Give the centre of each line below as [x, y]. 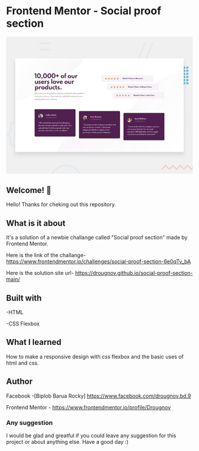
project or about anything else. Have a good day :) [68, 442]
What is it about [36, 223]
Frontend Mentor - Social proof [84, 11]
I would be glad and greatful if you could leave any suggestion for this [91, 435]
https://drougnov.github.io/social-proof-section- [134, 273]
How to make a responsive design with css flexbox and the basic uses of [95, 356]
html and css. [23, 363]
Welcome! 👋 [29, 190]
